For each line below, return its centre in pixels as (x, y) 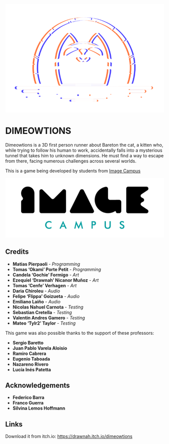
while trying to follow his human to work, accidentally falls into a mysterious (84, 150)
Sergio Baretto (28, 342)
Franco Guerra (28, 403)
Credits (17, 252)
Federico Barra (28, 397)
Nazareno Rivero (31, 364)
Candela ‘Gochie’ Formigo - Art (46, 275)
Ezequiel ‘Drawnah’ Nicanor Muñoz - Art (56, 280)
